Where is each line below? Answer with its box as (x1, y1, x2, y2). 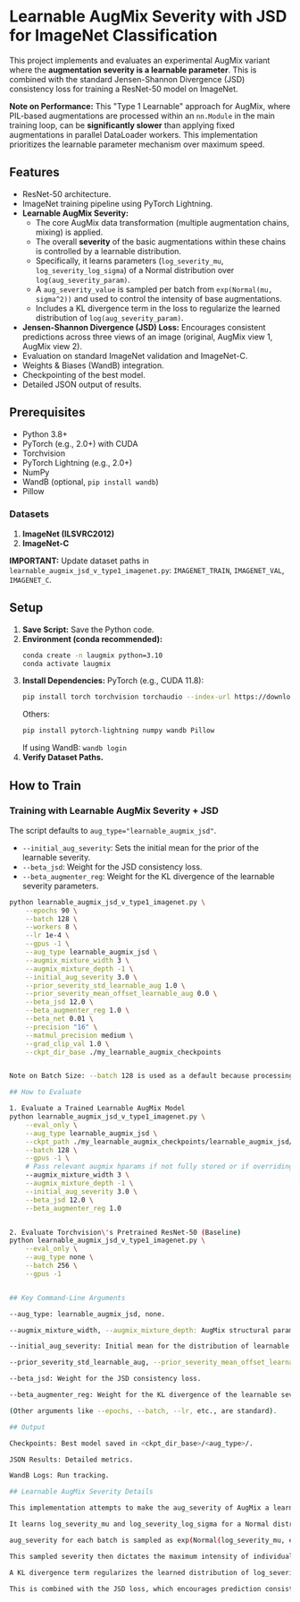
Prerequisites (9, 405, 86, 420)
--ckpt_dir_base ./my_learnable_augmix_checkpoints (25, 1048, 221, 1057)
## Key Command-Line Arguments (9, 1293, 126, 1302)
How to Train (9, 777, 82, 793)
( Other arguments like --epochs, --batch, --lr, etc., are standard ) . (9, 1406, 278, 1416)
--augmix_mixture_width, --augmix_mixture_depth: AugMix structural (9, 1325, 270, 1335)
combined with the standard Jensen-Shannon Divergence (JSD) (9, 73, 246, 84)
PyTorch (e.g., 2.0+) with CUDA (21, 438, 138, 449)
